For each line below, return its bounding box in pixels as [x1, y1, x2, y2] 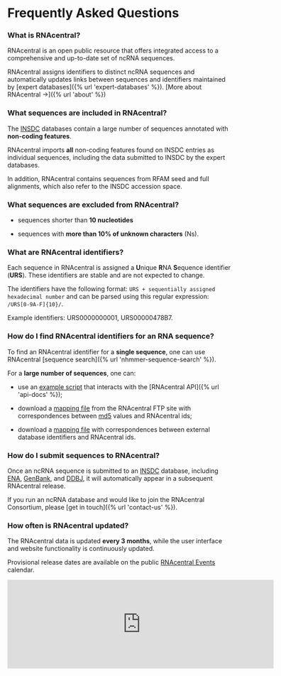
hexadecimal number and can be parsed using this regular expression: [7, 293, 209, 301]
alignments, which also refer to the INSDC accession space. [7, 182, 182, 190]
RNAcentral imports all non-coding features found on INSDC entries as [7, 146, 215, 154]
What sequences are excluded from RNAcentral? [7, 200, 180, 209]
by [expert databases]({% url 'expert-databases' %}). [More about [7, 83, 202, 92]
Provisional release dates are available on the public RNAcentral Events [7, 558, 216, 567]
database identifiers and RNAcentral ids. [17, 432, 136, 441]
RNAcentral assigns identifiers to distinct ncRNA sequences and [7, 67, 195, 76]
